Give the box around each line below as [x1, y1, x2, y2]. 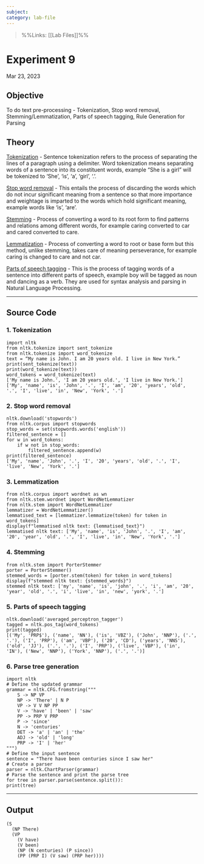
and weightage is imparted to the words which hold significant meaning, [6, 197, 187, 204]
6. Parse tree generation [6, 662, 80, 671]
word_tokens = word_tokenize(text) [6, 372, 97, 378]
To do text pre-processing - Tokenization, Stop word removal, [6, 106, 161, 114]
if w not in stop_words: [17, 442, 80, 448]
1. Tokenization [6, 326, 52, 335]
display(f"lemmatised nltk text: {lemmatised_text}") [6, 523, 146, 529]
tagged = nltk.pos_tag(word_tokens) [6, 621, 99, 627]
